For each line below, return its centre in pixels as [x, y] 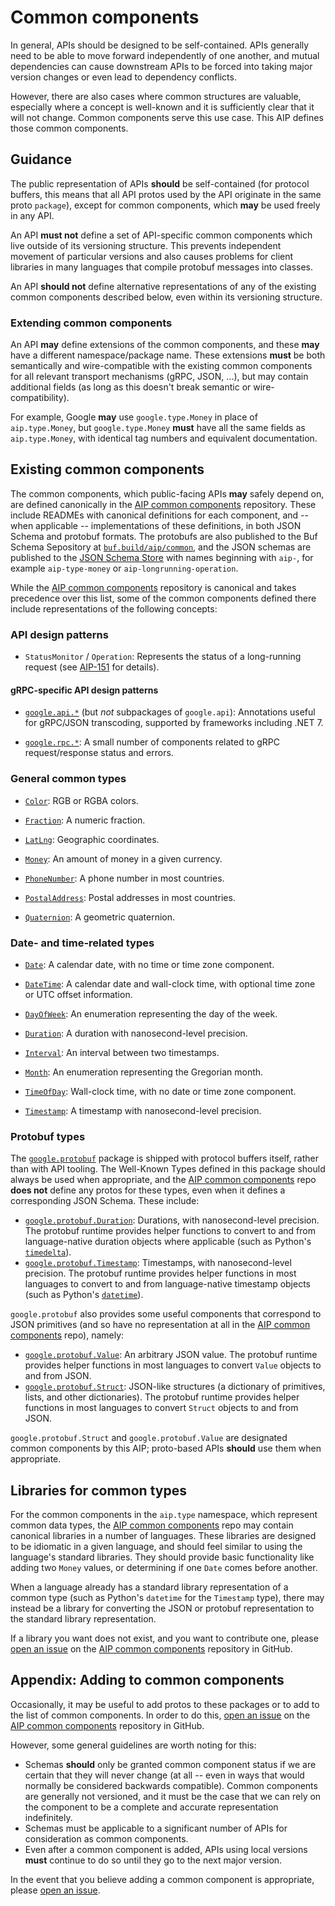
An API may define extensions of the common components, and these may [165, 345]
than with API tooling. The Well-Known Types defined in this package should [168, 1169]
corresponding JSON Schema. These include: [105, 1201]
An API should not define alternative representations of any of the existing [163, 286]
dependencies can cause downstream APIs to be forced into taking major [161, 66]
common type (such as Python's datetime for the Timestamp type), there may [167, 1598]
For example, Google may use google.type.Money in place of [134, 417]
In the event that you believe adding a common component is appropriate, [162, 1879]
